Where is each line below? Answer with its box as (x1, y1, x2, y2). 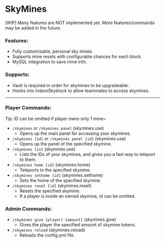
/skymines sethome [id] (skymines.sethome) (12, 172, 103, 178)
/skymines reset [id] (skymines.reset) (12, 182, 92, 188)
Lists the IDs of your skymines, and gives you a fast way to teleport (19, 151, 156, 157)
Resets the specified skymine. (19, 188, 81, 194)
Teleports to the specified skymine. (19, 167, 91, 173)
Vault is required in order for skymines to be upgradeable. (12, 82, 129, 88)
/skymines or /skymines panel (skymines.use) (12, 125, 104, 131)
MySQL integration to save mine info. (12, 59, 87, 65)
